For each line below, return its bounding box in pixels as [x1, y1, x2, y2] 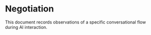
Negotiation [5, 3, 54, 14]
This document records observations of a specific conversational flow [5, 19, 146, 25]
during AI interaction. [5, 24, 47, 30]
